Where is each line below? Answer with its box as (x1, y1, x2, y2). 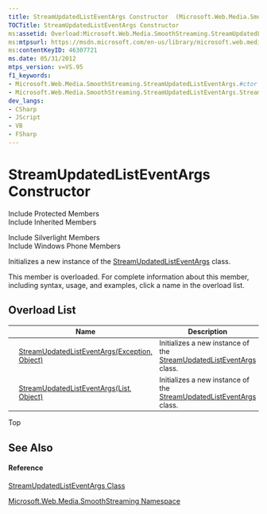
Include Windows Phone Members (8, 241, 121, 251)
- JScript (8, 114, 41, 122)
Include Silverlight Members (8, 232, 101, 242)
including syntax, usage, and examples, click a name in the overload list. (8, 280, 245, 290)
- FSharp (8, 130, 37, 138)
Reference (8, 463, 44, 473)
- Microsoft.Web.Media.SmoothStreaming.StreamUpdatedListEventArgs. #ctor (8, 80, 258, 88)
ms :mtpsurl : (8, 38, 48, 46)
